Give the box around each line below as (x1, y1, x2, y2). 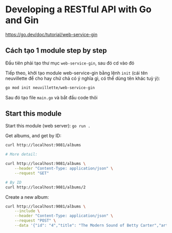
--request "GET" (14, 171, 50, 176)
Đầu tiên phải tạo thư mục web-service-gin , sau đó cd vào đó (5, 60, 135, 66)
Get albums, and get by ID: (5, 133, 61, 139)
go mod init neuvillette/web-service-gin (5, 85, 95, 90)
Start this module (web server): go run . (5, 123, 91, 129)
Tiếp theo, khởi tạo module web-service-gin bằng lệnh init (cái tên (5, 70, 148, 76)
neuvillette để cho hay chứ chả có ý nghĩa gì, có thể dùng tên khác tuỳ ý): (5, 75, 160, 81)
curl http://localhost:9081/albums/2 (5, 184, 86, 190)
